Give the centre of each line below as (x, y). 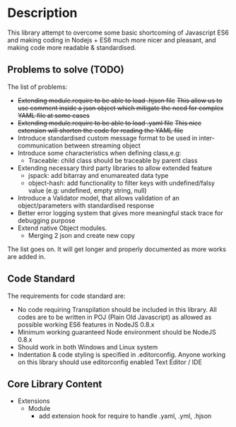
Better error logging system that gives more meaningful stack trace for (120, 212)
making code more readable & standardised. (72, 47)
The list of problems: (37, 87)
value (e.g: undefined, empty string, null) (87, 190)
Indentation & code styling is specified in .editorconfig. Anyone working (122, 354)
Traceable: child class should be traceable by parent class (113, 160)
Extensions (34, 401)
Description (42, 13)
